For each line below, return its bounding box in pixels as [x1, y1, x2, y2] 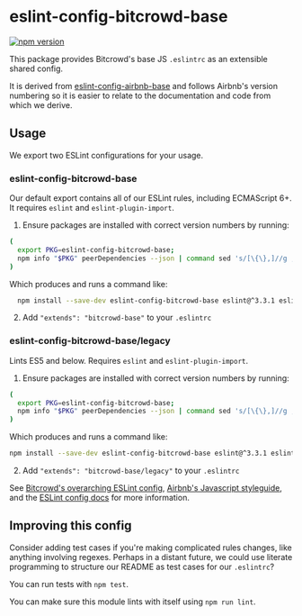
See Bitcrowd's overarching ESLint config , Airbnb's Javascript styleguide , [9, 483, 283, 494]
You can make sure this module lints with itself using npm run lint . [9, 596, 256, 607]
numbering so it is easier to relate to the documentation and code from [9, 90, 271, 101]
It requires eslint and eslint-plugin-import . [9, 203, 175, 213]
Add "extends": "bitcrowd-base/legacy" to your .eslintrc [22, 466, 240, 476]
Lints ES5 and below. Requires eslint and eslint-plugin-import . [9, 355, 249, 366]
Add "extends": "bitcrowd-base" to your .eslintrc [22, 313, 212, 323]
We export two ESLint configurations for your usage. [9, 149, 204, 160]
